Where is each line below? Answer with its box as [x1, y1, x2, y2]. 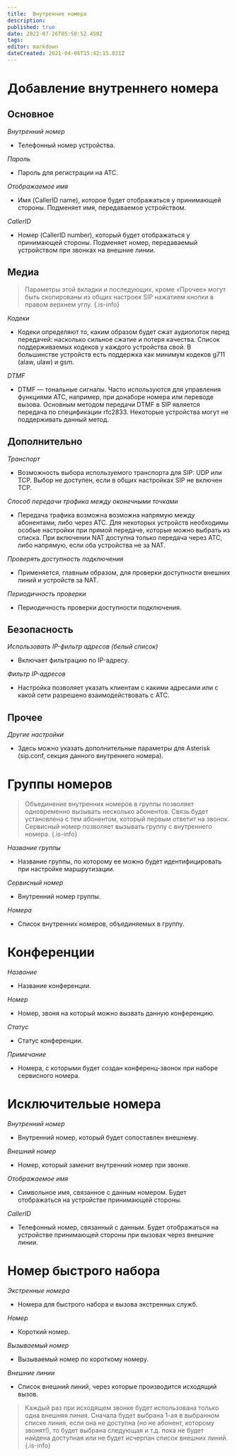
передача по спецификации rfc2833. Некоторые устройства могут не [17, 408, 229, 416]
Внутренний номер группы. [17, 893, 101, 901]
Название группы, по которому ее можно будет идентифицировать [17, 857, 222, 866]
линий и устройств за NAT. [17, 575, 99, 584]
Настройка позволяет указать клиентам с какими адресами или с [17, 684, 219, 692]
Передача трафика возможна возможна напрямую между [17, 510, 195, 519]
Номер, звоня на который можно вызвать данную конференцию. [17, 1009, 215, 1017]
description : [7, 17, 46, 24]
